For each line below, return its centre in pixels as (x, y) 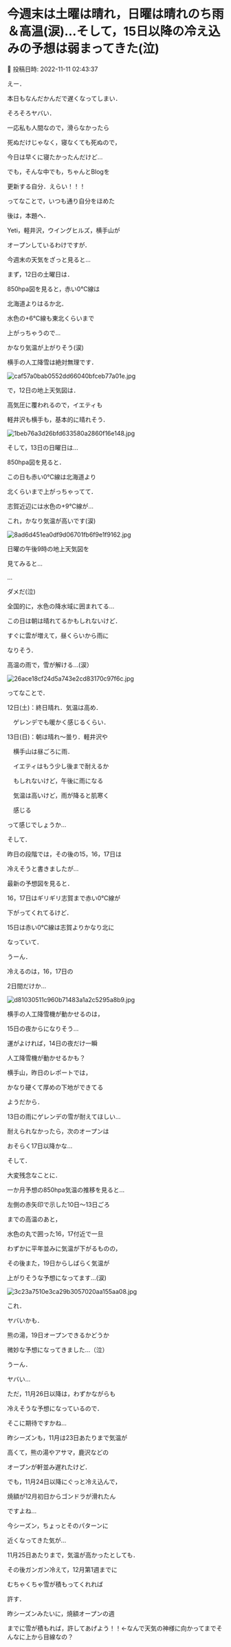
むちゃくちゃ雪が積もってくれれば (55, 1584)
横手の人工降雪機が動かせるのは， (55, 1014)
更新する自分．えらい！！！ (46, 186)
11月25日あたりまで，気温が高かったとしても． (73, 1555)
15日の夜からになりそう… (43, 1028)
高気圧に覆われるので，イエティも (55, 405)
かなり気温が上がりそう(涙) (46, 347)
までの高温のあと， (34, 1219)
